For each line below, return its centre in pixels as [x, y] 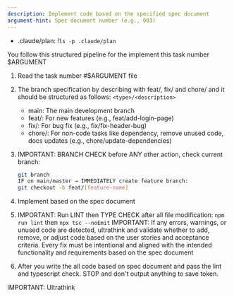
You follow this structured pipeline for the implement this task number [109, 54]
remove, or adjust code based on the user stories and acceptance [113, 238]
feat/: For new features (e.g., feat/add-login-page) [101, 118]
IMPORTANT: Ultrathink [41, 288]
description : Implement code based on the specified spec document [109, 14]
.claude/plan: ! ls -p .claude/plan [67, 40]
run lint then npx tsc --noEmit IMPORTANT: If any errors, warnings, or [122, 223]
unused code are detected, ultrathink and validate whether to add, [113, 230]
